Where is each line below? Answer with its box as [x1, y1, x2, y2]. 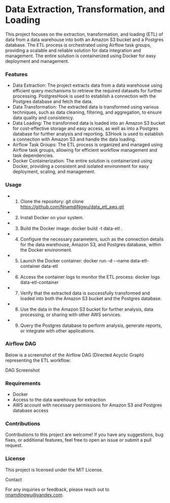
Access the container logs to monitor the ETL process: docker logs [20, 274, 160, 280]
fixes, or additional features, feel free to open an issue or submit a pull [5, 437, 152, 443]
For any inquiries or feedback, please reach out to [5, 486, 110, 492]
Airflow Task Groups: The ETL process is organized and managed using [12, 142, 163, 148]
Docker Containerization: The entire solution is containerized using [12, 158, 152, 164]
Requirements [5, 380, 41, 387]
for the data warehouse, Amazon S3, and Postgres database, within [20, 241, 161, 247]
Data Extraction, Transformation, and [5, 4, 165, 15]
